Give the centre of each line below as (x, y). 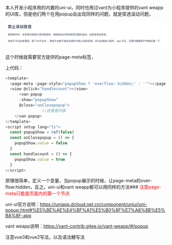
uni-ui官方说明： (23, 204)
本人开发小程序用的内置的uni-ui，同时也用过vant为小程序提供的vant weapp (84, 7)
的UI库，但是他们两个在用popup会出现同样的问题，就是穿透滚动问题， (79, 14)
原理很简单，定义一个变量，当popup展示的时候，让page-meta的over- (79, 181)
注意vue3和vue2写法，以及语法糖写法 (45, 237)
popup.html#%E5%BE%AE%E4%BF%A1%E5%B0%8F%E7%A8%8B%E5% (85, 210)
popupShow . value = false (41, 143)
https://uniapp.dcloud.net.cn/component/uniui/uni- (94, 204)
